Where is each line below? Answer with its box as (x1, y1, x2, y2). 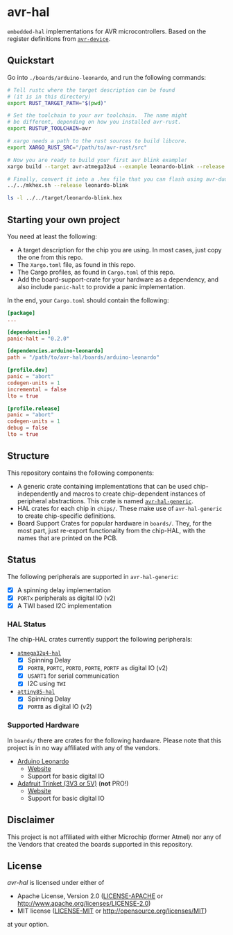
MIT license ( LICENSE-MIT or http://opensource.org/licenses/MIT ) (17, 906, 207, 915)
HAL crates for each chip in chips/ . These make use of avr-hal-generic (17, 504, 223, 512)
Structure (7, 450, 50, 462)
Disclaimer (7, 814, 55, 826)
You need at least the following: (7, 232, 97, 241)
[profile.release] (7, 405, 60, 412)
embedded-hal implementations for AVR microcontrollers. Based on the (7, 27, 207, 35)
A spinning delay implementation (17, 585, 111, 594)
